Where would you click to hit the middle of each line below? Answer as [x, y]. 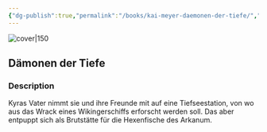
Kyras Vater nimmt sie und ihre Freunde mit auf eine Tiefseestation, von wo [131, 103]
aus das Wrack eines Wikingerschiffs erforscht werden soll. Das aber [121, 111]
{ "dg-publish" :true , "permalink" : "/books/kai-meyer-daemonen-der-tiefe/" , [133, 16]
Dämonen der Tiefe [57, 63]
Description [31, 86]
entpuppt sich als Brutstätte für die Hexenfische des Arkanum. [110, 120]
